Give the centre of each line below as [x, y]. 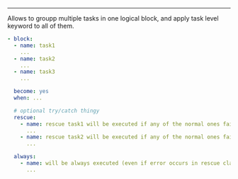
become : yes [32, 92]
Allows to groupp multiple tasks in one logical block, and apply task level [113, 18]
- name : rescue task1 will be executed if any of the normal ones [120, 124]
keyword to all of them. [41, 26]
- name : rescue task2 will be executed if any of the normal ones [120, 137]
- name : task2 [34, 59]
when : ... [28, 98]
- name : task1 [34, 45]
